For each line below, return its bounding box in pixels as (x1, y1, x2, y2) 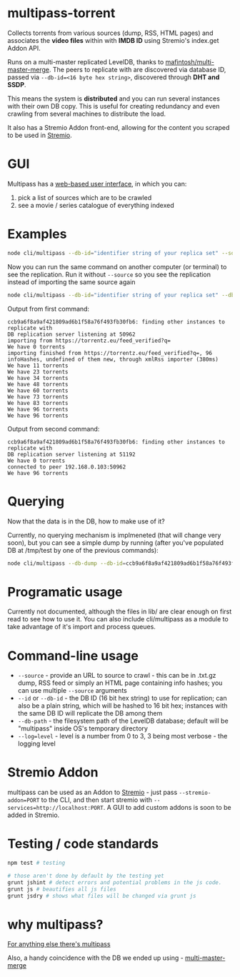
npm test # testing (7, 859, 66, 867)
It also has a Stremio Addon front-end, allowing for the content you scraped (7, 123, 230, 131)
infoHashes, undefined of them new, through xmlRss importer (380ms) (7, 356, 219, 363)
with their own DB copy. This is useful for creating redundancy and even (7, 101, 220, 110)
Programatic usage (7, 583, 123, 600)
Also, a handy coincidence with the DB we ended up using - (7, 953, 184, 962)
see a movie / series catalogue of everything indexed (17, 201, 174, 209)
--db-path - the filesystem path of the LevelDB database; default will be (17, 716, 229, 726)
